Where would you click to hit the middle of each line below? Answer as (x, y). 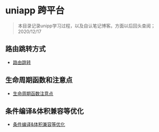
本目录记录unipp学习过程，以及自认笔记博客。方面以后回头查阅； (86, 26)
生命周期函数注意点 (33, 93)
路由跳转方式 (26, 49)
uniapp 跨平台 (35, 11)
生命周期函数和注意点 (39, 80)
